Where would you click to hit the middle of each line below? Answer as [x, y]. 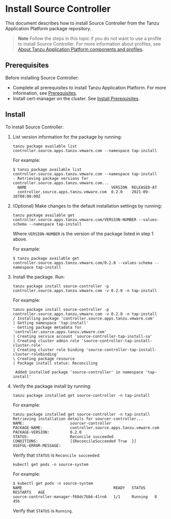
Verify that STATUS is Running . [43, 511]
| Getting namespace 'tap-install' [51, 323]
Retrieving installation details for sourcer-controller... [78, 419]
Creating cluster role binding [51, 350]
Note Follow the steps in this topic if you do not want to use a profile [90, 38]
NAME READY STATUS [79, 488]
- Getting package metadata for [47, 327]
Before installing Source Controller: [42, 78]
